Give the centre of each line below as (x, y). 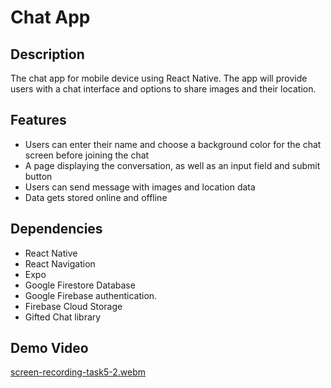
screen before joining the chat (87, 155)
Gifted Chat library (63, 317)
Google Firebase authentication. (91, 295)
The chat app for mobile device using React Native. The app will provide (159, 78)
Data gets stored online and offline (96, 197)
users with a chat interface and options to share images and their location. (163, 89)
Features (38, 120)
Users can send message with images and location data (140, 187)
